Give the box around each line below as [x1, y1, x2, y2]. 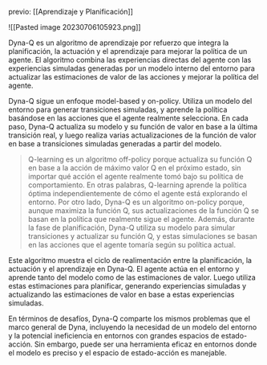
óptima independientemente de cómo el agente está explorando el [27, 189, 248, 198]
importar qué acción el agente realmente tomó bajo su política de [27, 172, 244, 181]
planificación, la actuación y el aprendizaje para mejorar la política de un [8, 47, 248, 55]
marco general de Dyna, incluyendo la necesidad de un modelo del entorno [8, 322, 257, 332]
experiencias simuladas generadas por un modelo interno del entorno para [8, 64, 255, 73]
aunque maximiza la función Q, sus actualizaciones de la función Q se [27, 206, 259, 215]
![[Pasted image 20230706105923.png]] [8, 23, 142, 31]
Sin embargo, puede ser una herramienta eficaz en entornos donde [34, 339, 257, 349]
